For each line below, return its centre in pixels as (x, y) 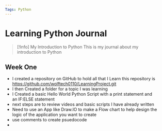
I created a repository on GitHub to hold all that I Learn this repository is (83, 79)
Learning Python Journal (56, 33)
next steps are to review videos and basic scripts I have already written (83, 104)
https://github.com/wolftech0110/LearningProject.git (64, 84)
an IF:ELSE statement (33, 99)
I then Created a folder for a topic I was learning (60, 89)
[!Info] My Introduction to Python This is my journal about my (78, 47)
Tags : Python (18, 9)
